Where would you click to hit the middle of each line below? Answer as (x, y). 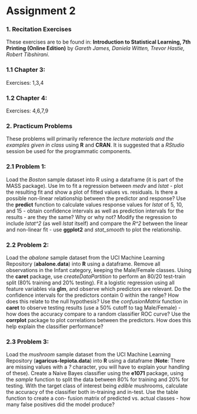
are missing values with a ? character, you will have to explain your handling (98, 367)
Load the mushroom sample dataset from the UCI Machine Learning (89, 355)
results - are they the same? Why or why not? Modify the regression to (92, 217)
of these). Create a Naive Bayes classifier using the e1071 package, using (95, 373)
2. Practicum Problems (39, 126)
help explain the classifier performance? (55, 326)
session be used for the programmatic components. (69, 151)
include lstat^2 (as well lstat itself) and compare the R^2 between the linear (97, 223)
